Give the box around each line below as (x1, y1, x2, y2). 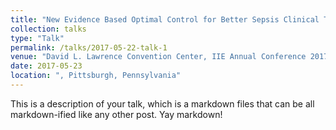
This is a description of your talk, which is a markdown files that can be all (10, 97, 315, 110)
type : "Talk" (10, 33, 65, 43)
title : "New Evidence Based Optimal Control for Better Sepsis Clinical (10, 14, 320, 25)
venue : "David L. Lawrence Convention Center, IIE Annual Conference (10, 52, 307, 62)
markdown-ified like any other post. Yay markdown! (10, 108, 223, 120)
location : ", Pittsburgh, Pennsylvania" (10, 71, 182, 81)
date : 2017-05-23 (10, 61, 83, 71)
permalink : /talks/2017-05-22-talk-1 (10, 42, 168, 53)
